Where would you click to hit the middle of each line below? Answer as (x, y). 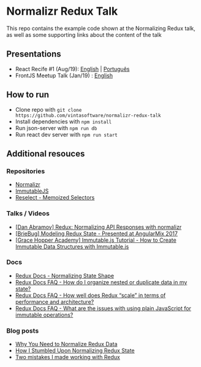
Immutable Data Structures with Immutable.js (72, 246)
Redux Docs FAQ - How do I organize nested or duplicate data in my (101, 282)
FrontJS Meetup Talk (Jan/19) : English (64, 75)
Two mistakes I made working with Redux (68, 357)
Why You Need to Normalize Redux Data (66, 344)
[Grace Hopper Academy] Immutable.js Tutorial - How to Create (96, 240)
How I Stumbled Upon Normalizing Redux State (75, 350)
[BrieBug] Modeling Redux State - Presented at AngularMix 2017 (96, 233)
